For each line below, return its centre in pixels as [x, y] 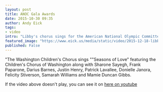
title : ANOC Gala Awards [30, 14]
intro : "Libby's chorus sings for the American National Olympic [72, 37]
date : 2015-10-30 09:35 [29, 18]
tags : [10, 28]
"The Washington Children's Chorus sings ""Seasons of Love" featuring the [81, 59]
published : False [23, 46]
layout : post [18, 9]
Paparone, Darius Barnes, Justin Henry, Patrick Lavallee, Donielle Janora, [78, 69]
